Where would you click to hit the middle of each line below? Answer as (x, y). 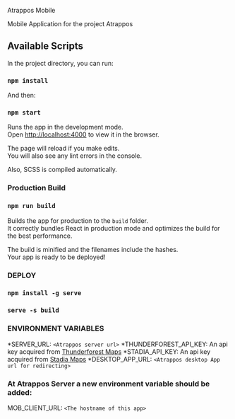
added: (20, 392)
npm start (24, 113)
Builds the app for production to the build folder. (78, 220)
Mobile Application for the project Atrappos (70, 24)
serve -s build (34, 310)
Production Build (36, 188)
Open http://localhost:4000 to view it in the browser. (84, 134)
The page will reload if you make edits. (64, 149)
